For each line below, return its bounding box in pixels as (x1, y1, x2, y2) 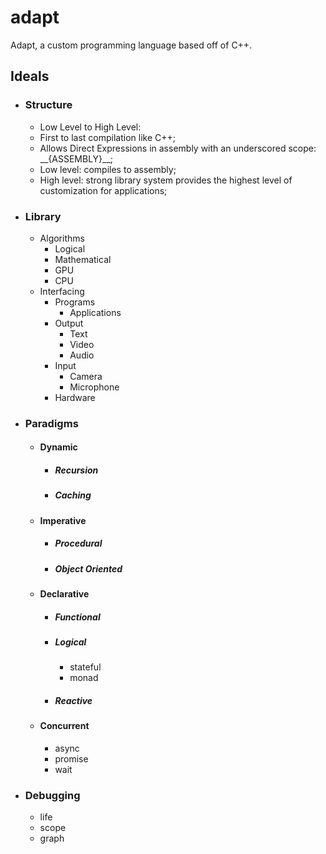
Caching (54, 489, 92, 501)
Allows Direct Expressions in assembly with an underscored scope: (39, 142, 317, 154)
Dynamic (39, 441, 78, 453)
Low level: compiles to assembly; (39, 163, 177, 175)
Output (54, 317, 84, 329)
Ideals (10, 68, 50, 85)
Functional (54, 611, 101, 623)
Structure (24, 98, 73, 112)
